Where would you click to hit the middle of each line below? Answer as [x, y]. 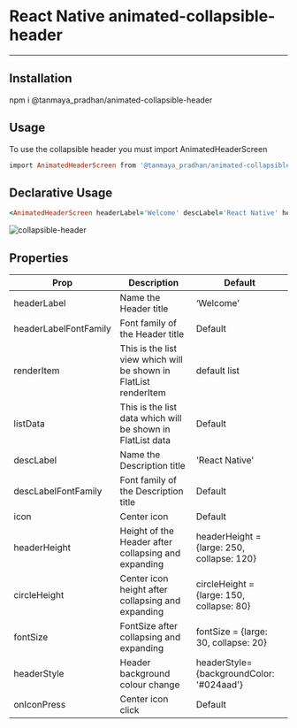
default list [218, 371]
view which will [151, 359]
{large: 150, [221, 594]
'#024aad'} [220, 685]
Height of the [147, 531]
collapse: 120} [226, 558]
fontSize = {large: [232, 632]
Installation [41, 78]
